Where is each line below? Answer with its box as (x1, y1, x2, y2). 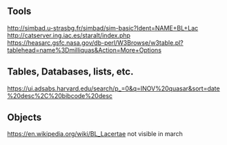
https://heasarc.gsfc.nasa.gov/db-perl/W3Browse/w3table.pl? (7, 38, 184, 47)
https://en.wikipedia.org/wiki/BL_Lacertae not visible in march (7, 130, 183, 138)
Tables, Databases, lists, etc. (7, 66, 134, 78)
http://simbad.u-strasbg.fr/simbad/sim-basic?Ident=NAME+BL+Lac (7, 23, 199, 32)
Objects (7, 112, 42, 124)
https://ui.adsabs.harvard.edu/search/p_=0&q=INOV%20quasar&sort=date (7, 84, 220, 93)
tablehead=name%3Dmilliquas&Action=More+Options (7, 46, 162, 54)
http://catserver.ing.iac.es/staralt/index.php (7, 31, 131, 39)
